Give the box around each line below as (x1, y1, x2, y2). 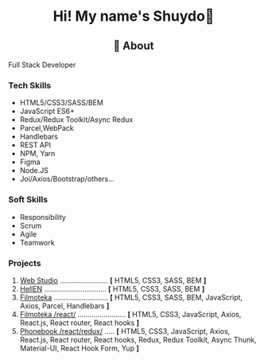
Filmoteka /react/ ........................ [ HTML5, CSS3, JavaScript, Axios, (19, 309, 242, 319)
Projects (8, 257, 41, 269)
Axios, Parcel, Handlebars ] (19, 300, 110, 310)
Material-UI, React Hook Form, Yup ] (19, 343, 139, 353)
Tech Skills (8, 80, 52, 91)
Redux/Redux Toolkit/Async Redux (19, 115, 134, 124)
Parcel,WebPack (19, 124, 74, 133)
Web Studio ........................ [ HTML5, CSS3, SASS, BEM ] (19, 275, 207, 285)
